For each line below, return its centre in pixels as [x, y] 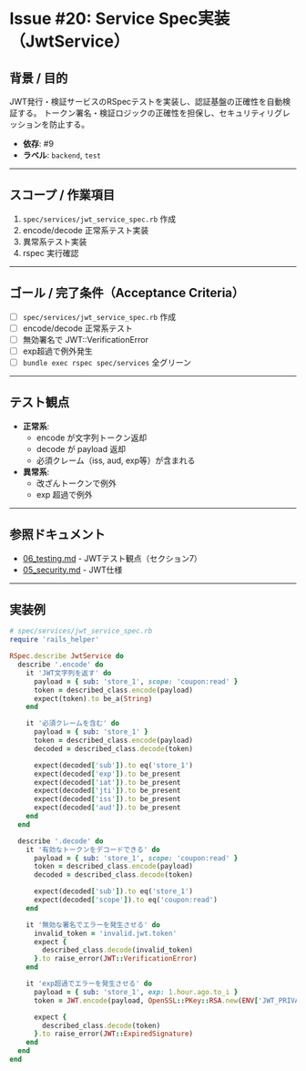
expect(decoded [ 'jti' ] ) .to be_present [107, 791]
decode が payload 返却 [81, 448]
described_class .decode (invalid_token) [118, 950]
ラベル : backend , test [62, 155]
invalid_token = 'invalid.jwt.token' [105, 933]
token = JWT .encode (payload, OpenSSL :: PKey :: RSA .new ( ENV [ [146, 1000]
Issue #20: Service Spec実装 [120, 19]
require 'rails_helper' [55, 640]
